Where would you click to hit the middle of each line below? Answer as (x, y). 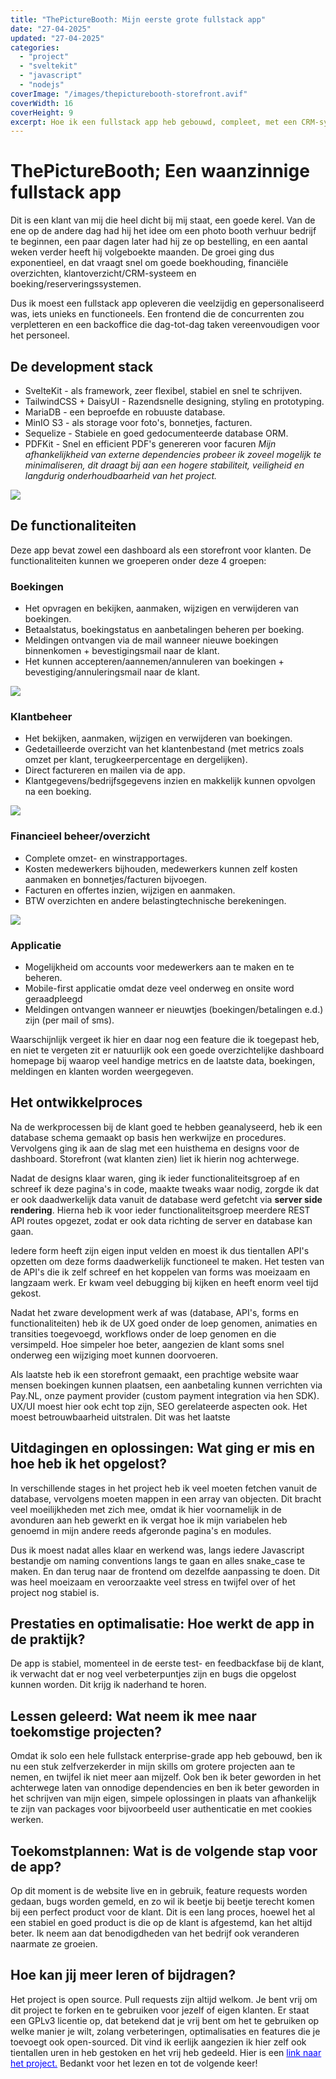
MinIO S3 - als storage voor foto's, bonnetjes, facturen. (138, 422)
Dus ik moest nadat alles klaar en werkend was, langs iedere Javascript (157, 1550)
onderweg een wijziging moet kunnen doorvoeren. (114, 1355)
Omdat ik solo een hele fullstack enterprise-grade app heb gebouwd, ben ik (166, 1756)
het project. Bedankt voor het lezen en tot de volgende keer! (134, 2063)
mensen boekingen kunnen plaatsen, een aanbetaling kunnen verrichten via (166, 1385)
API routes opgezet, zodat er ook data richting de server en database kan (161, 1220)
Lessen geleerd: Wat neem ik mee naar (133, 1716)
